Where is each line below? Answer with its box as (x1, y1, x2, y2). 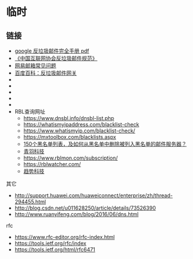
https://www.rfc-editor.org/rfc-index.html (14, 234, 115, 240)
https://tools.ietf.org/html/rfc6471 (14, 246, 95, 253)
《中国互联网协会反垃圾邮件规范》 (14, 55, 98, 62)
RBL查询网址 (14, 108, 45, 115)
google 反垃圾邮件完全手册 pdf (14, 48, 89, 54)
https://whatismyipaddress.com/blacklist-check (23, 121, 139, 128)
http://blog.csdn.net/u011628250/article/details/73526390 (14, 204, 156, 211)
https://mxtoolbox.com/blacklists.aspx (23, 134, 117, 140)
